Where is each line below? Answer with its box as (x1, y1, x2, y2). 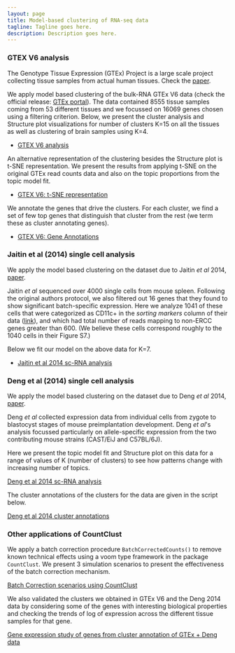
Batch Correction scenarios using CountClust (7, 581, 138, 589)
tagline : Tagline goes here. (7, 23, 92, 30)
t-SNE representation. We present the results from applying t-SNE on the (7, 162, 217, 170)
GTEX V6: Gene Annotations (17, 232, 99, 240)
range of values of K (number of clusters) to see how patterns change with (7, 456, 222, 465)
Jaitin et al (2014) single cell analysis (7, 249, 135, 259)
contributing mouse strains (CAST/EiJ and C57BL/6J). (7, 435, 162, 444)
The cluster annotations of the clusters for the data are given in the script (7, 491, 218, 500)
